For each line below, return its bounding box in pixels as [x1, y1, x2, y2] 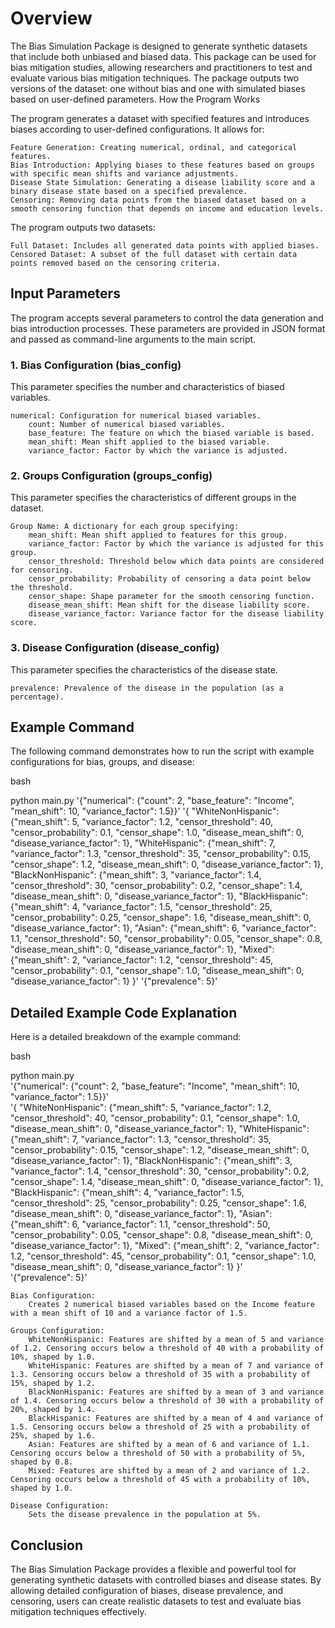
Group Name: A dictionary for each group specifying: [10, 522, 240, 532]
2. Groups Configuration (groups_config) [10, 468, 213, 482]
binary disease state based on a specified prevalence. [10, 186, 248, 196]
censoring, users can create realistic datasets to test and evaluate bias [10, 1595, 302, 1607]
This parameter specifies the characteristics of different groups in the [10, 492, 297, 504]
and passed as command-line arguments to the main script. [10, 333, 257, 345]
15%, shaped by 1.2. [10, 1378, 97, 1389]
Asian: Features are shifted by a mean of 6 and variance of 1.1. [28, 1440, 311, 1450]
